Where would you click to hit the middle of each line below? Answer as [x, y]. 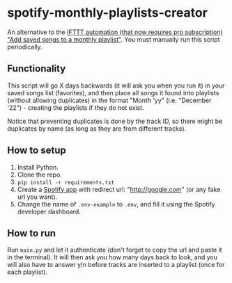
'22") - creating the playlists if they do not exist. [76, 107]
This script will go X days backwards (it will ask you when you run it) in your [116, 86]
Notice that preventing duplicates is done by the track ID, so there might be [115, 121]
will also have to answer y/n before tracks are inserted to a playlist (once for [116, 265]
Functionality [37, 68]
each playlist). [27, 272]
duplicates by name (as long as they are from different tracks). [97, 128]
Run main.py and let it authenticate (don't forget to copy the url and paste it [115, 250]
